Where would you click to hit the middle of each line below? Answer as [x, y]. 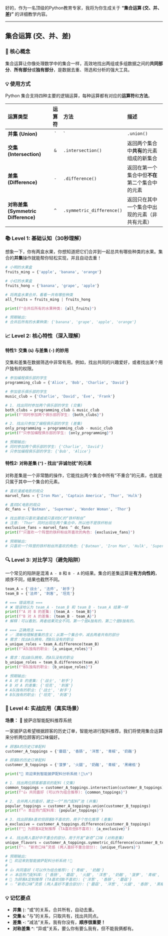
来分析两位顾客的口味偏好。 [34, 737]
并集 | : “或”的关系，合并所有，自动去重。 [54, 910]
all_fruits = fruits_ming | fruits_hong [48, 299]
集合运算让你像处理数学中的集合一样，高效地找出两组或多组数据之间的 [77, 63]
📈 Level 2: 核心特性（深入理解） [44, 336]
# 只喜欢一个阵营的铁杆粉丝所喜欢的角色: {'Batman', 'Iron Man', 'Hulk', [77, 546]
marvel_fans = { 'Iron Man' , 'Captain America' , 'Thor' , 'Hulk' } [73, 495]
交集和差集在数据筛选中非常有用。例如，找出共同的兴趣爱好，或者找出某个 [82, 362]
